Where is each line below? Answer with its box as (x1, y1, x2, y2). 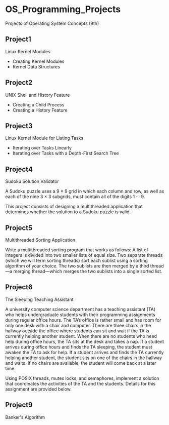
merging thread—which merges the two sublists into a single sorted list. (13, 268, 162, 274)
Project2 (5, 79, 33, 87)
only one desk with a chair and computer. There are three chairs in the (5, 322, 151, 328)
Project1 (5, 35, 31, 44)
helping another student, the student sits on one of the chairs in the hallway (5, 355, 162, 361)
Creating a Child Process (12, 101, 65, 107)
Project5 (5, 223, 33, 232)
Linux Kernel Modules (5, 48, 50, 54)
